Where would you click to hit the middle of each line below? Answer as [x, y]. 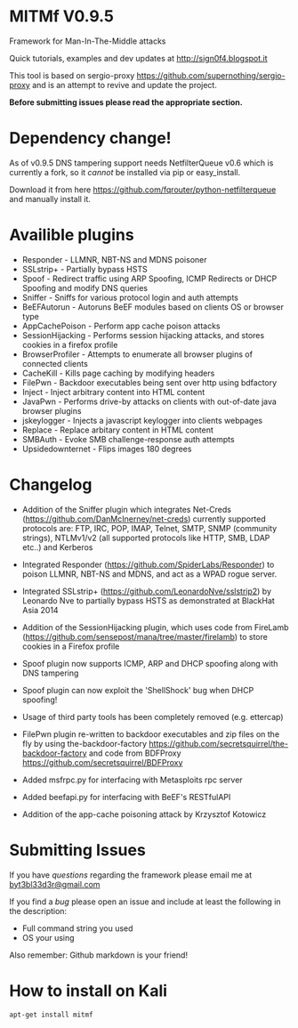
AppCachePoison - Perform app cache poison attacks [121, 326]
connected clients [55, 363]
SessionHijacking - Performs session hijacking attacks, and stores [143, 335]
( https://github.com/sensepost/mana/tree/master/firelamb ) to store [145, 636]
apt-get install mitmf [51, 1015]
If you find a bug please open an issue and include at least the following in [145, 902]
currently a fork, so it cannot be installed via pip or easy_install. [125, 172]
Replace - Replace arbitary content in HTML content [117, 430]
